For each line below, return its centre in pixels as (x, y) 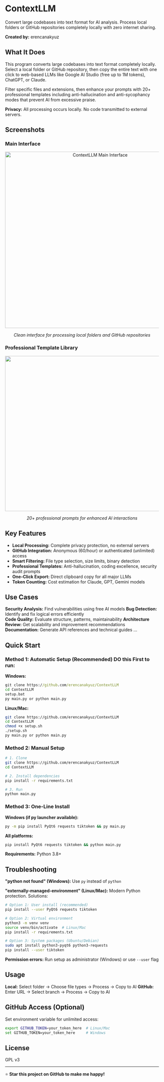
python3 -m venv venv (27, 923)
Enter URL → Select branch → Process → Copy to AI (58, 992)
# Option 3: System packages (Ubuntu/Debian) (52, 941)
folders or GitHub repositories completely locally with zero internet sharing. (81, 27)
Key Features (26, 534)
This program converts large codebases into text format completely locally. (81, 64)
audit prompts (26, 571)
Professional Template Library (41, 348)
